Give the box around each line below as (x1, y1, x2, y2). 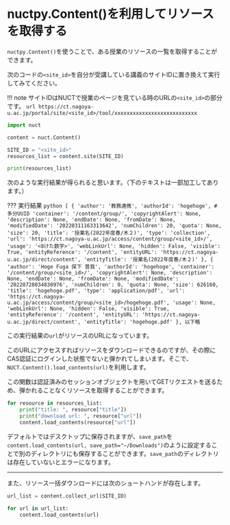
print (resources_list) (7, 165, 72, 172)
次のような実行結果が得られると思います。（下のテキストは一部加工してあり (7, 179, 219, 187)
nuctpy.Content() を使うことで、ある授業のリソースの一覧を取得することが (7, 47, 218, 55)
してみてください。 (7, 79, 62, 87)
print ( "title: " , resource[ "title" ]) (19, 407, 127, 413)
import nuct (7, 121, 41, 129)
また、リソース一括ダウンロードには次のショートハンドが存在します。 (7, 478, 204, 487)
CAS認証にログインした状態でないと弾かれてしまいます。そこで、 (7, 355, 193, 363)
